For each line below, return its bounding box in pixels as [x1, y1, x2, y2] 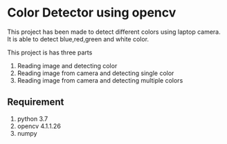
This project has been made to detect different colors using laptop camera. [7, 28, 221, 36]
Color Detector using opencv [7, 5, 176, 21]
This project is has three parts [7, 48, 93, 56]
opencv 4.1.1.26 [17, 122, 61, 130]
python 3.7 [17, 114, 48, 123]
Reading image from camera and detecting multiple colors [17, 76, 183, 84]
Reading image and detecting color [17, 61, 118, 70]
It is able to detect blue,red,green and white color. [7, 34, 149, 43]
